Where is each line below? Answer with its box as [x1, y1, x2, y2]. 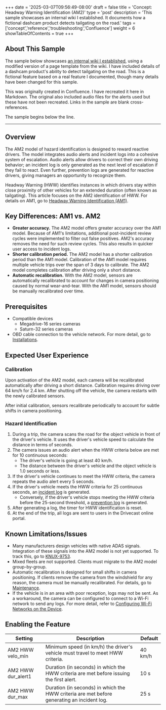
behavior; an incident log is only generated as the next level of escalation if [5, 162, 158, 168]
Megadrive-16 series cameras [19, 321, 81, 327]
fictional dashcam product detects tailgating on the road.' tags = [5, 20, 136, 26]
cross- [130, 99, 144, 105]
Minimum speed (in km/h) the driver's [45, 643, 133, 650]
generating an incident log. [45, 696, 108, 703]
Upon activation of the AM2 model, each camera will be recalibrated [5, 377, 144, 383]
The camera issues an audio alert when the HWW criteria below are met [12, 447, 159, 453]
